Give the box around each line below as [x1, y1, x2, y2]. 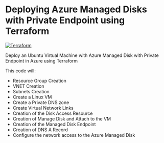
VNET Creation [12, 83, 44, 89]
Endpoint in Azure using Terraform [5, 57, 78, 64]
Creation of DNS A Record [12, 127, 68, 133]
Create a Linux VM [12, 94, 52, 100]
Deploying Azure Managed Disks [5, 4, 147, 15]
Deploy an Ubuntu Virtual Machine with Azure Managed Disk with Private [5, 52, 159, 58]
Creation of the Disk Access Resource [12, 110, 93, 116]
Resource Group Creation [12, 77, 66, 84]
